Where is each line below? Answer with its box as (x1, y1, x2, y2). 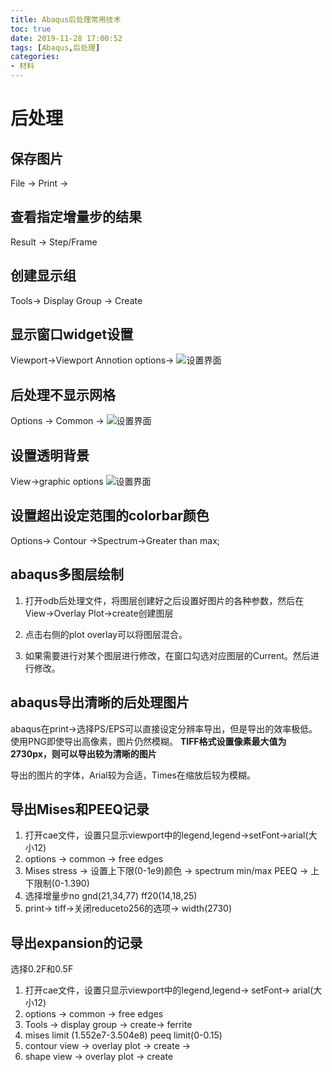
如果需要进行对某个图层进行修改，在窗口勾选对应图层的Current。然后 (24, 649, 311, 661)
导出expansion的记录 (10, 934, 143, 951)
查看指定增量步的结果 (10, 209, 142, 226)
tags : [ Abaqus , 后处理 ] (10, 42, 101, 53)
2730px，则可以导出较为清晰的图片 (10, 747, 157, 760)
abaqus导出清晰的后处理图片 (10, 694, 190, 711)
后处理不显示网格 (10, 386, 116, 403)
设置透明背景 (10, 447, 90, 464)
